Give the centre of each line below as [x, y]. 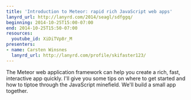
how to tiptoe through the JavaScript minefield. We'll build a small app [91, 84]
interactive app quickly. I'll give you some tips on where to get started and [96, 78]
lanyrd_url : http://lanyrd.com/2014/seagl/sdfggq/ [70, 17]
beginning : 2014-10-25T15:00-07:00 [50, 22]
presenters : [21, 45]
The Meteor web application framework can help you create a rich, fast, [93, 72]
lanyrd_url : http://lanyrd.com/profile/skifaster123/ [79, 55]
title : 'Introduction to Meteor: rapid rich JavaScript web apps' [89, 11]
